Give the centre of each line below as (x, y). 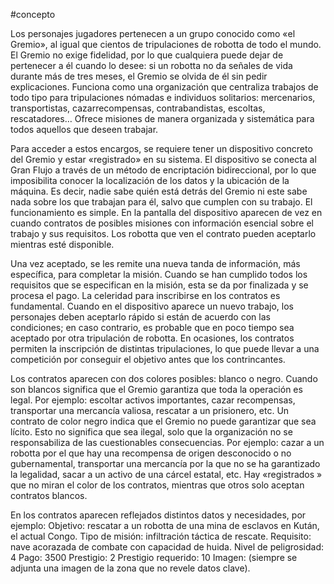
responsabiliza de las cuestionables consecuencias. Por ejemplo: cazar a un (167, 442)
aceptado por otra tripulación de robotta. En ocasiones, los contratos (152, 338)
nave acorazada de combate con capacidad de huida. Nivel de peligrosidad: (167, 547)
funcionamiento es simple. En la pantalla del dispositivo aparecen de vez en (166, 212)
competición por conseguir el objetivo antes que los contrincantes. (148, 359)
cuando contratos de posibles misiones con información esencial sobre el (162, 223)
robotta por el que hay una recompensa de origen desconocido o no (151, 453)
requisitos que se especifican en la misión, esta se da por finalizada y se (159, 285)
